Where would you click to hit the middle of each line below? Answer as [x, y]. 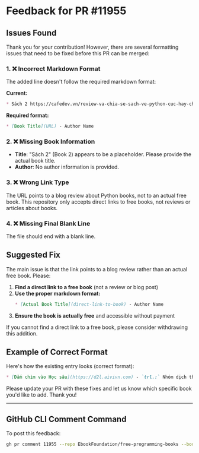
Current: [17, 93]
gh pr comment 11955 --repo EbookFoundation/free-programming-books [92, 444]
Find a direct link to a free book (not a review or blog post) [86, 287]
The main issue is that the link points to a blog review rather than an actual [97, 269]
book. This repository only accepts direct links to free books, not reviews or [98, 202]
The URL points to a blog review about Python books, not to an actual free [97, 195]
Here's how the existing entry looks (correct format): [70, 366]
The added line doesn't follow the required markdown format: [81, 82]
